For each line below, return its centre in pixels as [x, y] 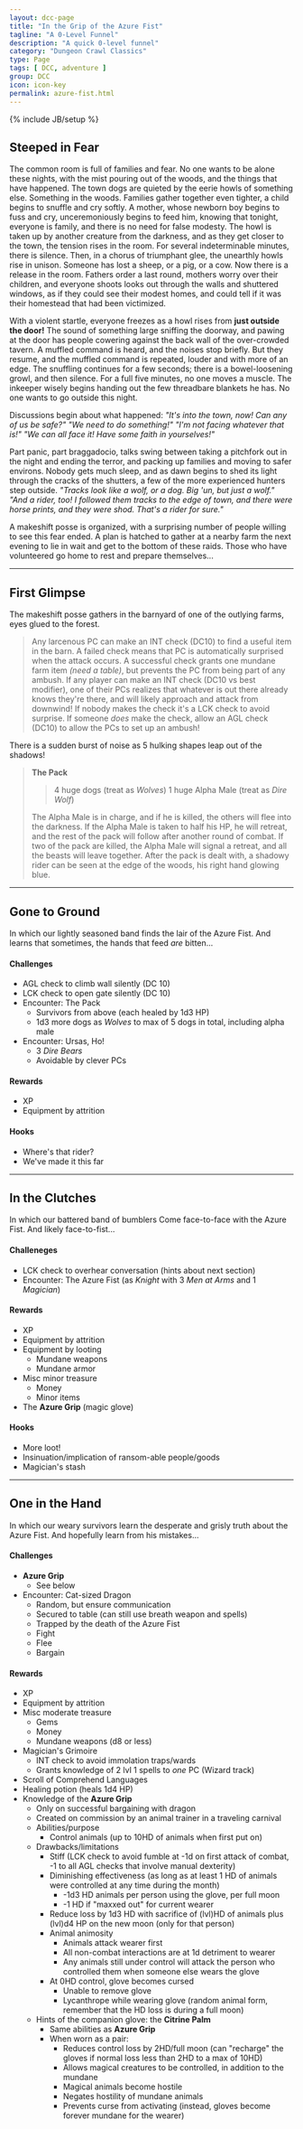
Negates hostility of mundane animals [133, 2096]
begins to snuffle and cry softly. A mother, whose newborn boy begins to [145, 208]
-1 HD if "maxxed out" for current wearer [138, 1905]
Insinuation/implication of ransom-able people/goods [121, 1457]
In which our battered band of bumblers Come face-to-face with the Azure [148, 1219]
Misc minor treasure [60, 1377]
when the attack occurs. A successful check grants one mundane [153, 661]
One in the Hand [55, 1503]
